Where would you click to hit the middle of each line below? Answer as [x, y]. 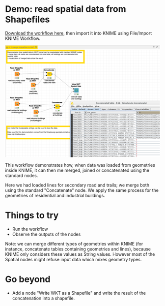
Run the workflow [30, 229]
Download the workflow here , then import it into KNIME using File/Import [79, 33]
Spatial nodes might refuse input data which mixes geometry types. [73, 260]
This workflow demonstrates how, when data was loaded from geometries [80, 165]
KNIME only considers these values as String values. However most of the [80, 254]
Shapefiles [27, 19]
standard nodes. [22, 176]
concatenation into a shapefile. [43, 298]
